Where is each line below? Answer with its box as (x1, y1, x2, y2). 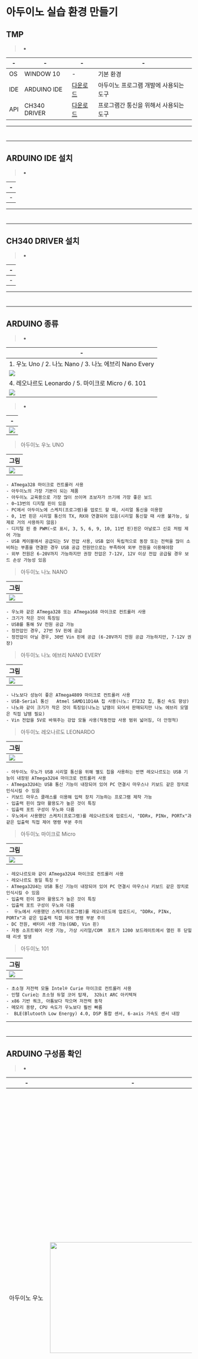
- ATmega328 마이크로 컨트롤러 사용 (6, 482, 84, 488)
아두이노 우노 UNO (20, 441, 64, 448)
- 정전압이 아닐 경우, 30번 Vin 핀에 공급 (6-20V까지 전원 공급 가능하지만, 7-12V (6, 634, 185, 640)
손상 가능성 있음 (12, 557, 47, 563)
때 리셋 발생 (6, 934, 32, 940)
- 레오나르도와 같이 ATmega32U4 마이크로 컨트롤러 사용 (6, 871, 124, 877)
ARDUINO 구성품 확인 (6, 1049, 82, 1059)
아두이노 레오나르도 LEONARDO (20, 729, 95, 735)
